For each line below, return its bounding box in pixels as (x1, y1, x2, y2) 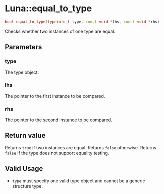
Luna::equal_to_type (5, 3, 92, 14)
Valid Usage (5, 164, 43, 173)
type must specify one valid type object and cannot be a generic (12, 178, 146, 184)
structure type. (12, 183, 43, 189)
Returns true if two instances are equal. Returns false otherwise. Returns (5, 144, 156, 150)
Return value (5, 131, 46, 140)
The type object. (5, 69, 39, 75)
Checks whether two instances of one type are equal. (5, 28, 116, 34)
